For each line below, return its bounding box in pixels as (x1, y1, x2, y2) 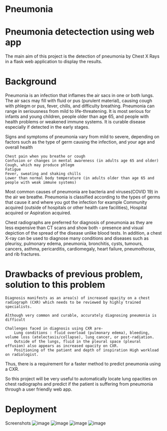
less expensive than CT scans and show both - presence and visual (5, 225, 144, 231)
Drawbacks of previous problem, (5, 268, 143, 280)
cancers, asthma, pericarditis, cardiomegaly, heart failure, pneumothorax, (5, 246, 156, 252)
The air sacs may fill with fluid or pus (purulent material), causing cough (5, 98, 153, 104)
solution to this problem (5, 279, 105, 290)
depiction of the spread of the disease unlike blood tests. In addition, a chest (5, 230, 162, 236)
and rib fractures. (5, 251, 41, 257)
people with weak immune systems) (5, 180, 77, 185)
